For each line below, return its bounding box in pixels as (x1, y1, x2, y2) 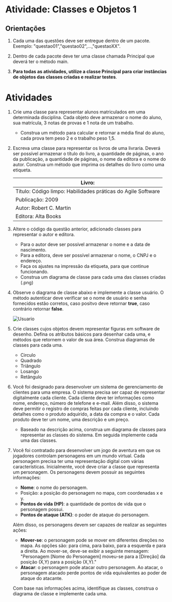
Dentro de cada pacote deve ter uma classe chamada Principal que (12, 53, 155, 59)
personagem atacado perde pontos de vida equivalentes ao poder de (20, 570, 167, 576)
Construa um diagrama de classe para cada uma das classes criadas (20, 274, 166, 280)
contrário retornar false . (12, 305, 64, 312)
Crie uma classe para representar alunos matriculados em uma (12, 109, 146, 115)
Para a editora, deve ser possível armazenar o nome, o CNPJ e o (20, 252, 157, 258)
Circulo (20, 352, 36, 358)
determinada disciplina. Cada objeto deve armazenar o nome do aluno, (12, 114, 162, 120)
